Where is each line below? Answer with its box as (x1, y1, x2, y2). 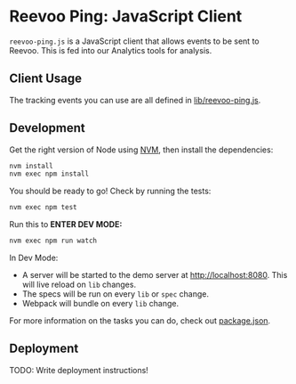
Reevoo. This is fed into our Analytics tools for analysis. (9, 45, 212, 55)
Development (9, 120, 86, 135)
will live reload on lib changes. (21, 279, 136, 290)
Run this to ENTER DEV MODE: (9, 219, 123, 230)
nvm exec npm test (9, 203, 77, 212)
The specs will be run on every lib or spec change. (21, 289, 210, 299)
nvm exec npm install (9, 169, 90, 179)
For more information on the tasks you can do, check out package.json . (9, 315, 271, 326)
